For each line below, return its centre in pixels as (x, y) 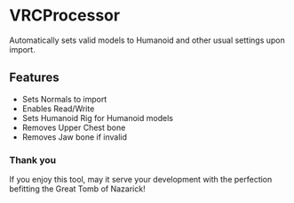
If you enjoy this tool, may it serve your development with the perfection (141, 180)
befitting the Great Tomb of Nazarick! (77, 189)
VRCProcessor (65, 16)
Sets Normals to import (64, 99)
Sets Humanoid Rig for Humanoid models (97, 118)
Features (34, 78)
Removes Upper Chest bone (74, 127)
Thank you (32, 159)
